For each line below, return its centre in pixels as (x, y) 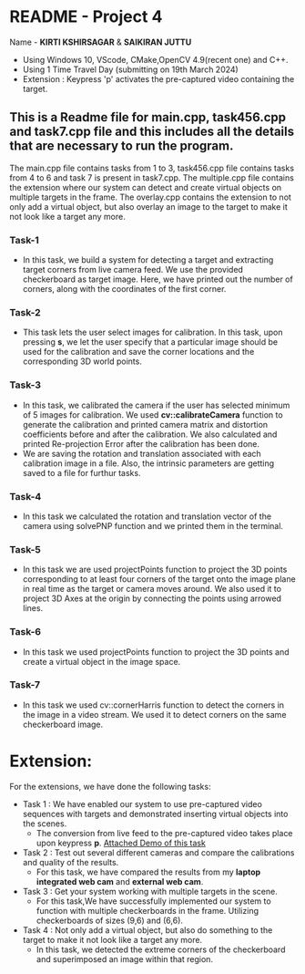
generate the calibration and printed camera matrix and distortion (145, 424)
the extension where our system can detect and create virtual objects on (146, 187)
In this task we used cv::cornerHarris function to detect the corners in (153, 705)
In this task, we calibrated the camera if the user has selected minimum (156, 405)
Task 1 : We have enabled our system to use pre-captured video (142, 803)
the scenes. (45, 824)
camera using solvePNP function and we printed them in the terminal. (153, 525)
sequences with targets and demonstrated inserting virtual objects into (155, 813)
